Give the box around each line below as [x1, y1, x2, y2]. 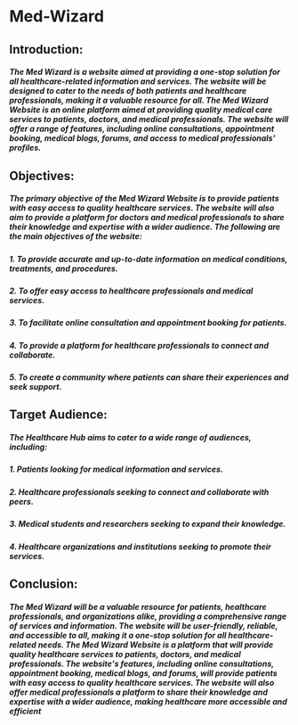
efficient [9, 705, 42, 716]
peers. [9, 496, 34, 507]
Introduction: [9, 42, 84, 57]
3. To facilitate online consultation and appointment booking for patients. [9, 317, 287, 328]
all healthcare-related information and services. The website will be [9, 76, 267, 87]
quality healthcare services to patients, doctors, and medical [9, 648, 242, 659]
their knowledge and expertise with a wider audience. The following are [9, 221, 281, 233]
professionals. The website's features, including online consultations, [9, 658, 274, 669]
